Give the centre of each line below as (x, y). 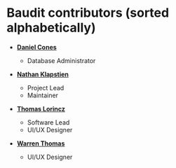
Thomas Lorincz (41, 108)
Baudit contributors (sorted (88, 13)
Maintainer (43, 95)
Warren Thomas (41, 143)
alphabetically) (51, 28)
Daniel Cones (36, 47)
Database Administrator (61, 60)
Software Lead (48, 122)
